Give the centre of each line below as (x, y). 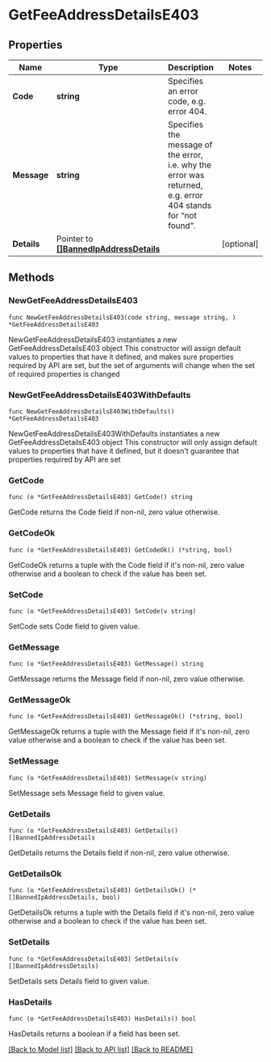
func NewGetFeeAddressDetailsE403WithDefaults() (92, 411)
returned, (186, 185)
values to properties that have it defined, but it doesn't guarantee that (124, 451)
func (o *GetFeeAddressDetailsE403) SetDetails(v (94, 959)
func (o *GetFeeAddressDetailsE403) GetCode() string (101, 497)
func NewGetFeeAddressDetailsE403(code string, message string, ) (122, 317)
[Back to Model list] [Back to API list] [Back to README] (101, 1049)
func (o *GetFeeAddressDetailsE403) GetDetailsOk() (97, 891)
